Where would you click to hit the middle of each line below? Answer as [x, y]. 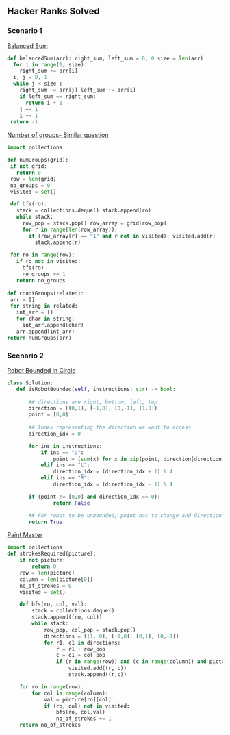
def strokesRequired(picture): [52, 554]
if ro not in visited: [48, 262]
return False [72, 503]
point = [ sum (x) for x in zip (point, [107, 459]
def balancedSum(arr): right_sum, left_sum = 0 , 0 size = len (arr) [105, 58]
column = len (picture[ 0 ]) [56, 579]
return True [46, 522]
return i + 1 [44, 103]
